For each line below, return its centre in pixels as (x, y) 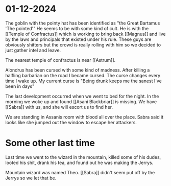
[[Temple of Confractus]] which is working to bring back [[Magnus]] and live (86, 34)
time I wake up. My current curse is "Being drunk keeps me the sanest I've (83, 81)
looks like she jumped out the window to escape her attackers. (71, 122)
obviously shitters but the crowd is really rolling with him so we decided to (83, 44)
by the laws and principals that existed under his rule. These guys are (78, 39)
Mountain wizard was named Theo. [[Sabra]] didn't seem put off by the (80, 172)
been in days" (20, 86)
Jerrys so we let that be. (31, 178)
